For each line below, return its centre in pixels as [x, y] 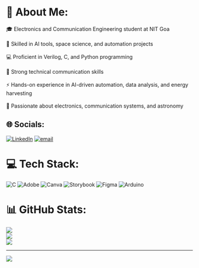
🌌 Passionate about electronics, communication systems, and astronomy [95, 106]
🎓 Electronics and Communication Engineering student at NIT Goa [88, 29]
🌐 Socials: [25, 124]
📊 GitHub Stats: [46, 209]
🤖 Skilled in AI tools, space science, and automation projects [80, 43]
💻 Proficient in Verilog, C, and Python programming [70, 56]
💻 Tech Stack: [43, 164]
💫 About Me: [37, 12]
